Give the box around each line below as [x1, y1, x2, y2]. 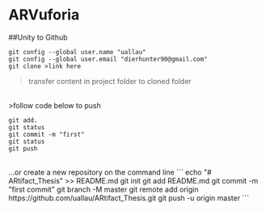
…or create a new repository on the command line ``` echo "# [8, 167, 212, 177]
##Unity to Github [8, 32, 68, 42]
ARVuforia [8, 6, 80, 24]
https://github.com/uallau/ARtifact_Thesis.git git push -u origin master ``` [8, 192, 249, 203]
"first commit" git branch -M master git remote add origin [8, 184, 199, 194]
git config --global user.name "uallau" [8, 48, 147, 56]
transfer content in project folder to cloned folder [27, 76, 192, 86]
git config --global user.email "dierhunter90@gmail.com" [8, 55, 208, 63]
